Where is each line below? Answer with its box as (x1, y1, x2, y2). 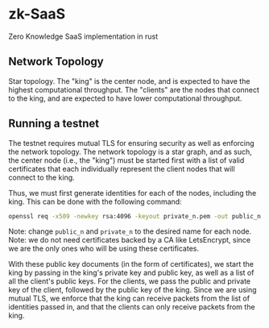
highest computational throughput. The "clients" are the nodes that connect (8, 85, 260, 94)
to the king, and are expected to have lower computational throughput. (8, 93, 242, 103)
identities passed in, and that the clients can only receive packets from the (8, 302, 255, 312)
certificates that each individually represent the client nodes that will (8, 164, 235, 173)
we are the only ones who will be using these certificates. (8, 243, 200, 254)
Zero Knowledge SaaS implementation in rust (8, 31, 159, 41)
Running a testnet (8, 117, 99, 131)
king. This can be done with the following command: (8, 197, 183, 206)
